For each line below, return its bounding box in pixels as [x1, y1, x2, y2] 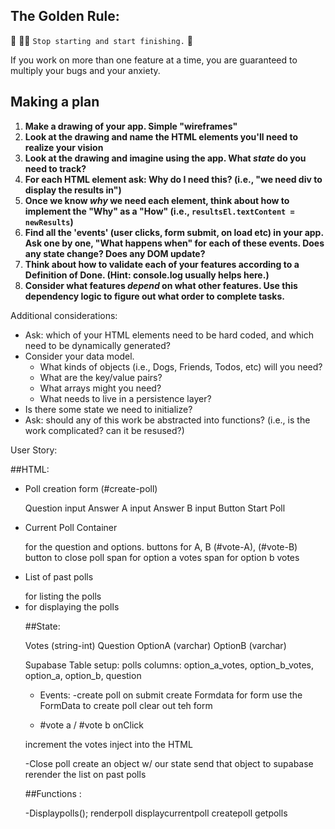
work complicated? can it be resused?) [24, 424, 185, 436]
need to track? [24, 162, 87, 174]
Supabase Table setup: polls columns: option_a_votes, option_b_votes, [24, 659, 315, 671]
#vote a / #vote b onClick [39, 719, 145, 731]
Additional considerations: [10, 309, 118, 321]
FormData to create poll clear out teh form [39, 699, 213, 711]
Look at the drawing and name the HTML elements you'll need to [24, 130, 299, 143]
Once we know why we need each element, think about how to [24, 194, 290, 206]
